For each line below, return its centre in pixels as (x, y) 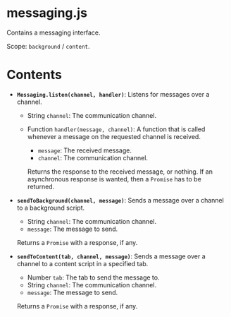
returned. (41, 186)
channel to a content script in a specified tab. (82, 263)
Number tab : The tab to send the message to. (93, 277)
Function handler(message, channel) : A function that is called (116, 129)
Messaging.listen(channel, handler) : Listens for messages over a (113, 94)
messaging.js (47, 13)
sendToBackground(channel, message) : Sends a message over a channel (120, 200)
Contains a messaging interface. (54, 32)
